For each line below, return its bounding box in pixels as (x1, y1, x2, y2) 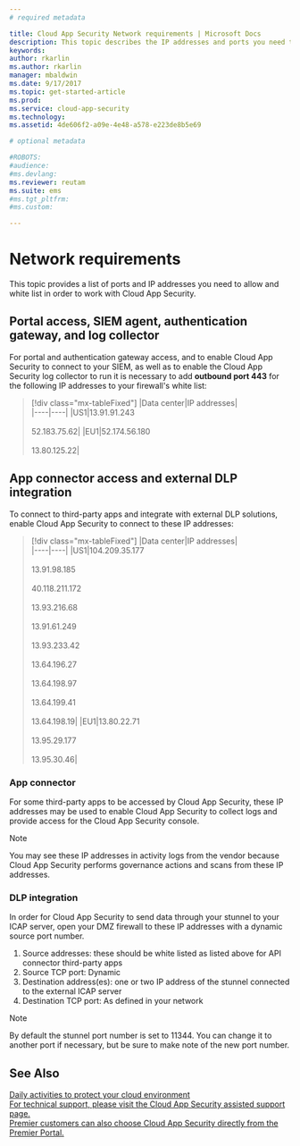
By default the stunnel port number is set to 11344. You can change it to (9, 1030, 272, 1041)
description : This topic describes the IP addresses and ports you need (9, 38, 286, 46)
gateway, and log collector (9, 328, 160, 343)
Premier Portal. (9, 1127, 64, 1138)
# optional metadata (9, 137, 87, 146)
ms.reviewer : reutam (9, 178, 87, 187)
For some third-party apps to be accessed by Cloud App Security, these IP (9, 796, 284, 807)
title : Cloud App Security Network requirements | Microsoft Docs (9, 29, 262, 38)
